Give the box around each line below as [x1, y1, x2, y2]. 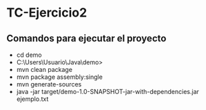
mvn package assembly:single [16, 73, 103, 81]
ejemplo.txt [16, 95, 49, 103]
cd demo [16, 51, 42, 59]
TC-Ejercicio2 [6, 5, 87, 21]
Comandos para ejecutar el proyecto [6, 33, 167, 44]
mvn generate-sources [16, 80, 82, 88]
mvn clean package [16, 66, 73, 73]
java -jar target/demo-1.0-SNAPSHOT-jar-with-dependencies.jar [16, 88, 199, 95]
